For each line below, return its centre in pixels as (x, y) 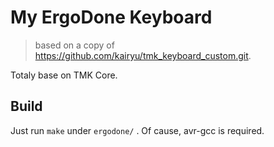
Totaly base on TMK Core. (64, 75)
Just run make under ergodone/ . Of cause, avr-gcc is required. (137, 130)
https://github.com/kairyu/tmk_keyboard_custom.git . (143, 55)
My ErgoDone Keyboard (111, 17)
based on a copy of (74, 45)
